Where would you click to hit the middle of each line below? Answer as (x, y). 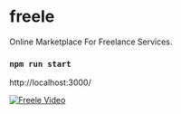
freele (32, 17)
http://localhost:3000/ (51, 82)
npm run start (40, 64)
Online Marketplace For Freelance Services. (91, 42)
